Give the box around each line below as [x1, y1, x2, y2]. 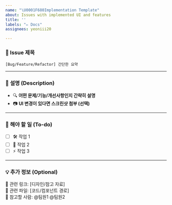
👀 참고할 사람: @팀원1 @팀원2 [5, 194, 66, 200]
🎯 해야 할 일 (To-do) [5, 121, 53, 128]
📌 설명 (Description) [5, 80, 55, 87]
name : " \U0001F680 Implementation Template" [5, 7, 100, 13]
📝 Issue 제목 [5, 49, 35, 57]
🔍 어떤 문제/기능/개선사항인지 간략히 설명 [12, 92, 96, 98]
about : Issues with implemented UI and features [5, 12, 111, 17]
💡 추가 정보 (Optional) [5, 169, 58, 175]
